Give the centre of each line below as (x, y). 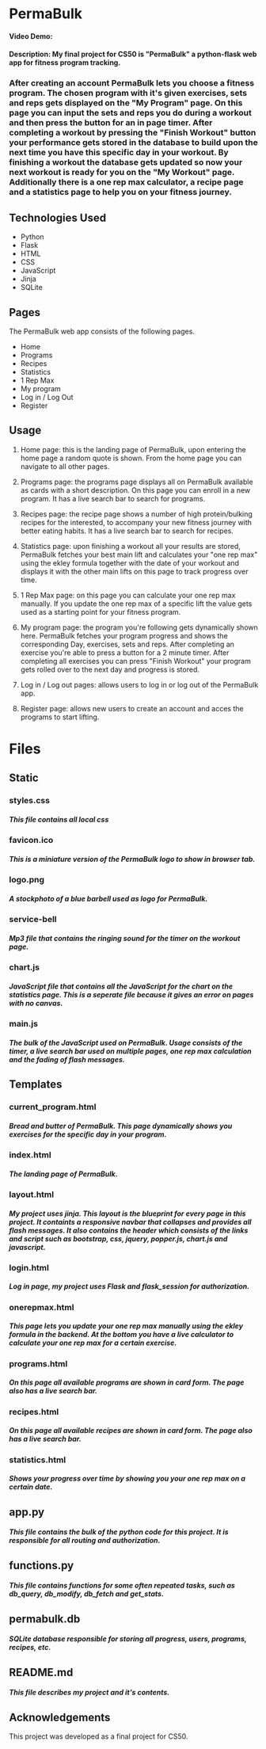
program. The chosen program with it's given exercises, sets (128, 93)
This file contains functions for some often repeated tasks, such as (122, 1586)
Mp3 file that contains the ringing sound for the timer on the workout (125, 938)
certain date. (31, 1487)
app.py (27, 1512)
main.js (24, 1024)
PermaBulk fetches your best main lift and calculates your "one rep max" (139, 554)
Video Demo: (31, 36)
